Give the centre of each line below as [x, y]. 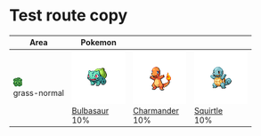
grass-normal [39, 93]
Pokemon [99, 43]
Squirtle [209, 110]
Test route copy [69, 16]
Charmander [156, 110]
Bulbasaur [90, 110]
